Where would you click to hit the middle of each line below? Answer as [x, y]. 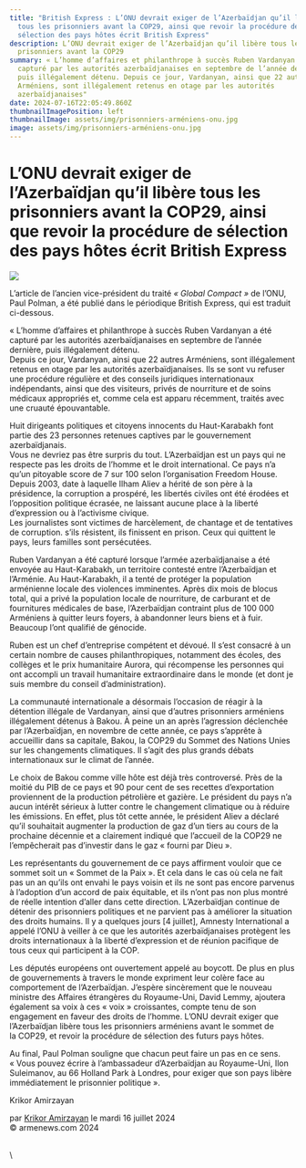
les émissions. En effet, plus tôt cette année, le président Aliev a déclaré [144, 816]
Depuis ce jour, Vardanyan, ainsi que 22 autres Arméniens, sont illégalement [153, 359]
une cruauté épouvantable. [60, 408]
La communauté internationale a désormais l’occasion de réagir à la [136, 701]
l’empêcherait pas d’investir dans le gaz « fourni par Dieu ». [121, 845]
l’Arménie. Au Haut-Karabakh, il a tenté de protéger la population [131, 579]
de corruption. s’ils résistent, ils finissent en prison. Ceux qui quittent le [143, 532]
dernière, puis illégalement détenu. [75, 349]
